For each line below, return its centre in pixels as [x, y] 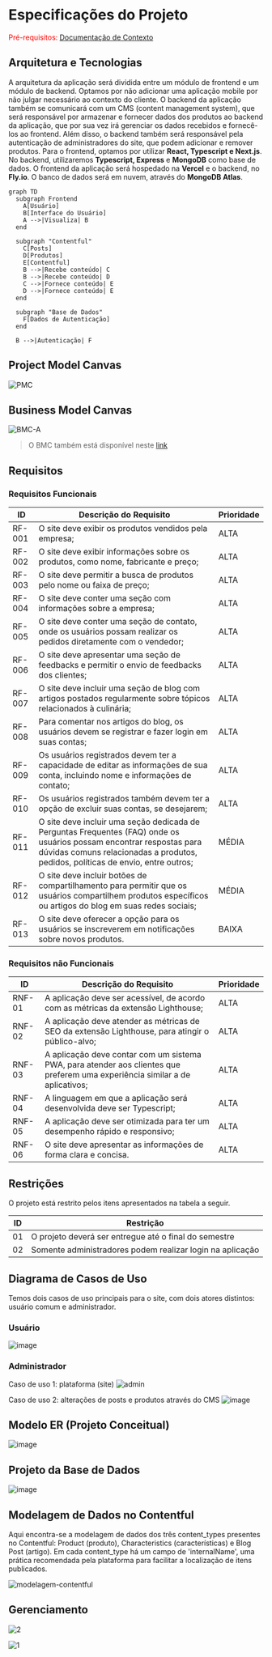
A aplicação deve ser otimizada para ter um [127, 1121]
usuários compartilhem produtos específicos [123, 896]
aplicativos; [66, 1085]
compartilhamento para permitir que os [113, 886]
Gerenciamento [49, 1610]
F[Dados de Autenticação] [67, 319]
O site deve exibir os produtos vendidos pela [123, 529]
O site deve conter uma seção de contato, [118, 622]
